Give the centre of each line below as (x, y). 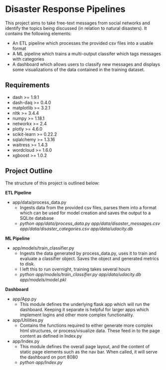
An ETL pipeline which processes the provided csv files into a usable (83, 43)
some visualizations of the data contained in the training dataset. (79, 69)
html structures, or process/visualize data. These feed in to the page (90, 330)
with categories (28, 59)
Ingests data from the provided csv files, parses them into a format (88, 207)
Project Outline (29, 171)
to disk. (27, 264)
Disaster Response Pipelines (65, 9)
